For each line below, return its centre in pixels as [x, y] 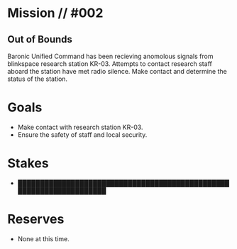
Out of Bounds [40, 39]
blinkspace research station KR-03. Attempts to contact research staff [110, 64]
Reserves [36, 220]
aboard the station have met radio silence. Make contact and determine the [117, 71]
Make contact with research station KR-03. [80, 127]
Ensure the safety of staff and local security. [82, 134]
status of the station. [38, 79]
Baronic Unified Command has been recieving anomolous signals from [110, 56]
